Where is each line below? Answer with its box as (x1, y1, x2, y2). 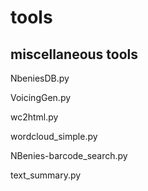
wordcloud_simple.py (10, 131, 98, 142)
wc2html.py (10, 111, 59, 123)
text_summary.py (10, 169, 82, 181)
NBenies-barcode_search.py (10, 150, 128, 161)
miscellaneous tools (10, 46, 139, 63)
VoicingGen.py (10, 92, 72, 103)
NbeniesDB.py (10, 72, 70, 84)
